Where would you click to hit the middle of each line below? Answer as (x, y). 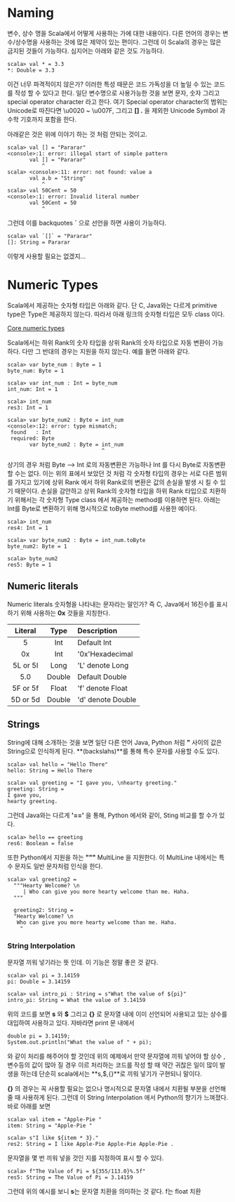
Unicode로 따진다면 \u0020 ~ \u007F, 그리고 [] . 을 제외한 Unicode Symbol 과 (116, 110)
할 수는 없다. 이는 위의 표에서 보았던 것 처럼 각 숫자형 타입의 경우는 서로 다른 (111, 473)
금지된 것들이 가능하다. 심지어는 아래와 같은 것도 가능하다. (86, 51)
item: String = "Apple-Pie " (50, 1125)
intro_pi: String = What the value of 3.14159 (76, 1000)
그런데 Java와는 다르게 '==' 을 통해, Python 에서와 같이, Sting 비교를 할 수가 (112, 815)
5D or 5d (26, 699)
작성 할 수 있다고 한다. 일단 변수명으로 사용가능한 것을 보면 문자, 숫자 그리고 (117, 93)
